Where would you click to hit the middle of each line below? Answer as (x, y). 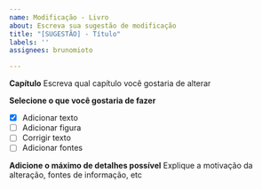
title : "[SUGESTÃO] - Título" (65, 34)
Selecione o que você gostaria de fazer (83, 101)
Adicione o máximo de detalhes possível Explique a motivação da (131, 166)
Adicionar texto (50, 118)
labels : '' (29, 42)
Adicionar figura (52, 128)
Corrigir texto (46, 138)
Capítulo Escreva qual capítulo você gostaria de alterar (110, 83)
